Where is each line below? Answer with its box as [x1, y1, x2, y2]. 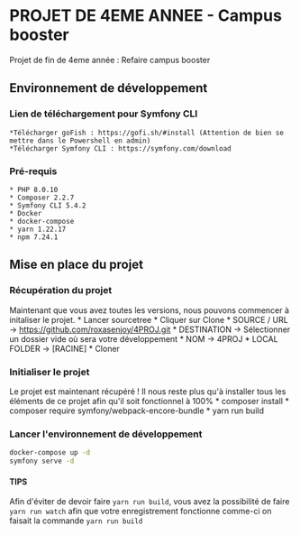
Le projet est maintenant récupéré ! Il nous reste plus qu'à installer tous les [9, 385, 286, 397]
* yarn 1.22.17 [9, 225, 67, 234]
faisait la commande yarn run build [9, 515, 143, 526]
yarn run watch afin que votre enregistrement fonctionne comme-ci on [9, 506, 272, 517]
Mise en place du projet [9, 257, 144, 272]
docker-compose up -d [9, 448, 91, 457]
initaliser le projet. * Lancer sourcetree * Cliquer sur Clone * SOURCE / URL [9, 314, 288, 325]
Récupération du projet [9, 284, 113, 297]
